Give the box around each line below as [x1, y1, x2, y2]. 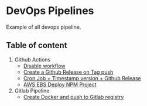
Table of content [6, 40, 67, 50]
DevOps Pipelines [6, 4, 94, 18]
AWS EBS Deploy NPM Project [23, 81, 97, 88]
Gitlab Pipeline [14, 87, 50, 94]
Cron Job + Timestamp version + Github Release [23, 74, 142, 81]
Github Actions [14, 56, 51, 63]
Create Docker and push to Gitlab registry [23, 93, 124, 100]
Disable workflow [23, 62, 66, 69]
